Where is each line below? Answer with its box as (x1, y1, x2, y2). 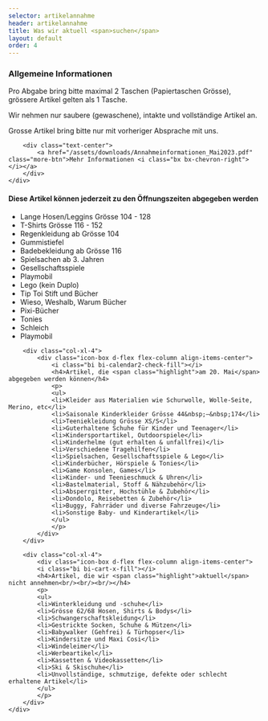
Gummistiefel (19, 237, 64, 247)
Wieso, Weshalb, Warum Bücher (19, 297, 127, 306)
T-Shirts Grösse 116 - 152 (19, 220, 103, 230)
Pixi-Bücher (19, 305, 59, 315)
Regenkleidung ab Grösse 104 (19, 228, 120, 238)
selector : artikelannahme (8, 11, 95, 20)
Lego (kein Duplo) (19, 280, 79, 289)
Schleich (19, 322, 50, 332)
